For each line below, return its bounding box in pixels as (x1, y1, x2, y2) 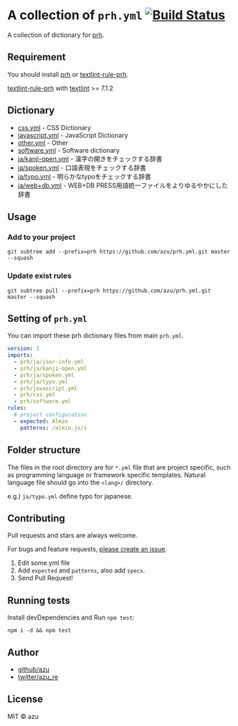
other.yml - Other (17, 139, 69, 147)
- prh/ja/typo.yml (13, 378, 69, 385)
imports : (7, 352, 33, 359)
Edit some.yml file (17, 558, 70, 568)
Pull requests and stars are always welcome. (7, 531, 138, 540)
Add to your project (7, 232, 76, 242)
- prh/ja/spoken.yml (13, 372, 75, 379)
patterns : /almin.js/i (20, 424, 87, 431)
